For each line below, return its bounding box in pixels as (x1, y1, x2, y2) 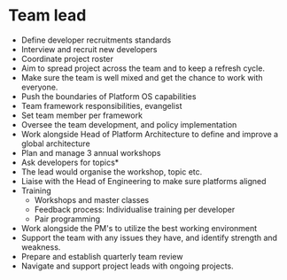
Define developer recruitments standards (20, 35, 172, 45)
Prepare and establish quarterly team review (20, 251, 183, 261)
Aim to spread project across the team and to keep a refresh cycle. (20, 63, 265, 74)
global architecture (20, 138, 90, 149)
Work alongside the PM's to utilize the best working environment (20, 222, 258, 233)
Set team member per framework (20, 110, 143, 121)
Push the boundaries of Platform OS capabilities (20, 90, 197, 102)
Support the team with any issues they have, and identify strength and (20, 232, 278, 243)
